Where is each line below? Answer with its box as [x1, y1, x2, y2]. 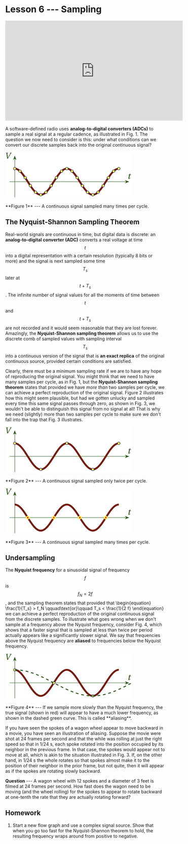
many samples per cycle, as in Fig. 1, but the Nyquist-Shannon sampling [5, 379, 158, 385]
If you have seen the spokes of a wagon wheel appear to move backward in [5, 725, 164, 731]
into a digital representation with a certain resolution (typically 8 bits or [5, 252, 153, 258]
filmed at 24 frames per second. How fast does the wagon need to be [5, 783, 151, 789]
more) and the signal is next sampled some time [5, 258, 105, 264]
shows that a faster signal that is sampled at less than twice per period [5, 627, 153, 633]
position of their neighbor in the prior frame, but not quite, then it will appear [5, 762, 165, 768]
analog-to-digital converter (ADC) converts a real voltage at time [5, 237, 143, 243]
